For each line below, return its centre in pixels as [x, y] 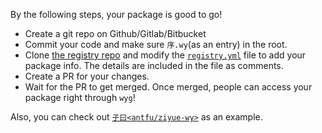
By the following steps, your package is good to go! [116, 14]
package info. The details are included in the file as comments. [154, 65]
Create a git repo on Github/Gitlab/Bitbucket [115, 33]
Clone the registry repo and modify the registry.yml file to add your [165, 55]
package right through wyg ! [80, 97]
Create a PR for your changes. [87, 76]
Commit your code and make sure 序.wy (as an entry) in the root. [156, 44]
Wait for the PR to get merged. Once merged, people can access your [168, 87]
